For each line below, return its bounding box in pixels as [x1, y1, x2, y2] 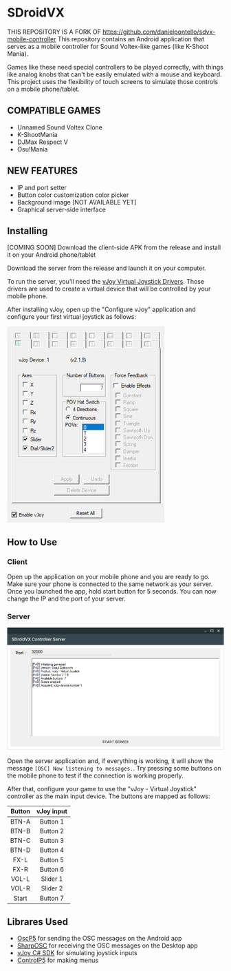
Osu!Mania [16, 145, 48, 153]
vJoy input [36, 807, 67, 815]
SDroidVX [7, 5, 65, 21]
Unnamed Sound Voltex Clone [16, 123, 103, 132]
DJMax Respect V [16, 138, 69, 146]
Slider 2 [41, 884, 63, 892]
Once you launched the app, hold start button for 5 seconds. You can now [7, 587, 217, 596]
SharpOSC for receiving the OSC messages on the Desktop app [16, 941, 198, 950]
